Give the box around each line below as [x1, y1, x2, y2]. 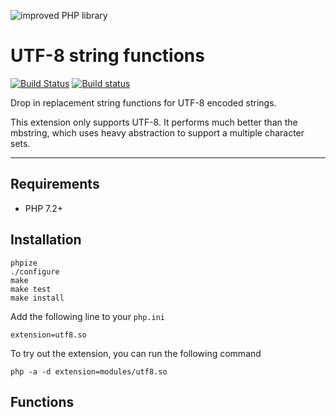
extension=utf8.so [10, 330, 87, 340]
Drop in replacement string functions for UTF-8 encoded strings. [10, 96, 277, 109]
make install [10, 293, 65, 303]
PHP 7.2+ [24, 202, 64, 214]
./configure [10, 266, 60, 277]
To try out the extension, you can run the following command [10, 347, 262, 359]
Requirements [10, 176, 100, 193]
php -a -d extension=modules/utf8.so [10, 366, 168, 377]
